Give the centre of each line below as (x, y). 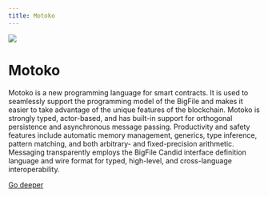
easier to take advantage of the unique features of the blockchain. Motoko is (134, 110)
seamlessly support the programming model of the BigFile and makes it (126, 101)
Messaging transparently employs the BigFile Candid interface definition (127, 152)
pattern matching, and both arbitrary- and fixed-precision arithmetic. (121, 143)
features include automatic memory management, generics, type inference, (133, 135)
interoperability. (34, 169)
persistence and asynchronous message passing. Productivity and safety (129, 127)
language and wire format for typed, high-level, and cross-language (120, 160)
